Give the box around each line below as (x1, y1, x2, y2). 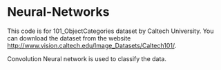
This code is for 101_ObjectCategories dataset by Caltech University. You (7, 27, 214, 35)
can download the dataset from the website (7, 34, 131, 42)
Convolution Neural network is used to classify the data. (7, 54, 167, 62)
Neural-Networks (7, 4, 110, 20)
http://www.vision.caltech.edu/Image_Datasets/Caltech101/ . (7, 41, 177, 49)
